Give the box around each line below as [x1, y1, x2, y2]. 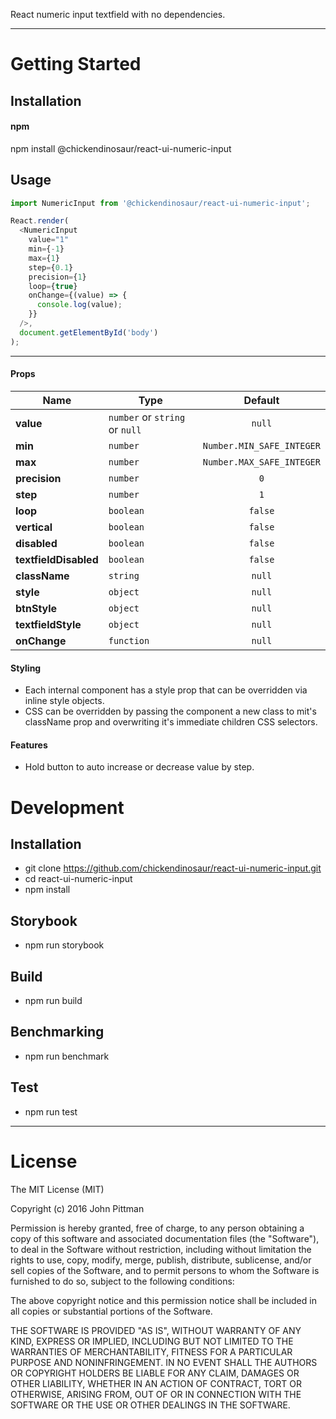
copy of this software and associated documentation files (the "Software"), [10, 1232, 320, 1244]
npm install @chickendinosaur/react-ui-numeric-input [10, 142, 232, 154]
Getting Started [10, 53, 142, 76]
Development [10, 796, 125, 819]
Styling [10, 662, 42, 674]
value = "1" [28, 235, 70, 245]
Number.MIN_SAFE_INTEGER [202, 440, 321, 451]
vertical [15, 520, 53, 534]
